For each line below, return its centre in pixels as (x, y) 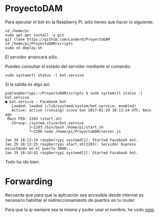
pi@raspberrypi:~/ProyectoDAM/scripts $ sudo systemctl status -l (74, 93)
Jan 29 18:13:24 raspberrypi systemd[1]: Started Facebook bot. (72, 140)
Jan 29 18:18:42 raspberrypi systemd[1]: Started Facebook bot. (72, 153)
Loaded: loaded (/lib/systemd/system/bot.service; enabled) (74, 106)
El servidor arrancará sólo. (32, 57)
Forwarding (29, 182)
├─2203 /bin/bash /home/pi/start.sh (66, 127)
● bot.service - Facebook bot (36, 102)
